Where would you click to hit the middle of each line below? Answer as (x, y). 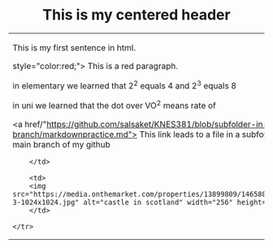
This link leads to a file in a (190, 134)
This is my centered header (136, 15)
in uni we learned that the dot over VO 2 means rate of (115, 105)
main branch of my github (62, 144)
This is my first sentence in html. (74, 48)
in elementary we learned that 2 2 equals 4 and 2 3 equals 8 (125, 85)
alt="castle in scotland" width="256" (158, 202)
